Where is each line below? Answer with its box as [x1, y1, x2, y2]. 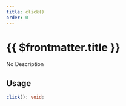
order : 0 [6, 15, 28, 21]
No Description [6, 61, 44, 68]
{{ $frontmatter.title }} [6, 41, 121, 55]
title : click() [6, 8, 45, 15]
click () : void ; [6, 94, 45, 101]
